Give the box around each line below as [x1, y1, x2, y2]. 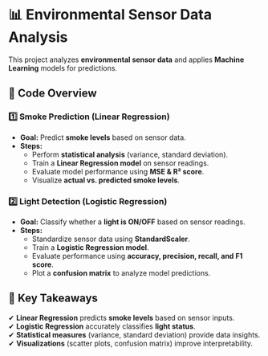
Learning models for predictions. [8, 63, 118, 72]
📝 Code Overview [8, 87, 98, 100]
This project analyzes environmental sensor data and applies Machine [8, 55, 245, 64]
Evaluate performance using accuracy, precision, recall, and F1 [31, 251, 243, 260]
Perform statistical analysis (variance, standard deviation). [31, 149, 229, 159]
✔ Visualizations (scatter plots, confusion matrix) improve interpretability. [8, 338, 254, 348]
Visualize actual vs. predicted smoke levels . [31, 175, 181, 185]
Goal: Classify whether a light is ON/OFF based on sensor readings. [19, 217, 246, 227]
